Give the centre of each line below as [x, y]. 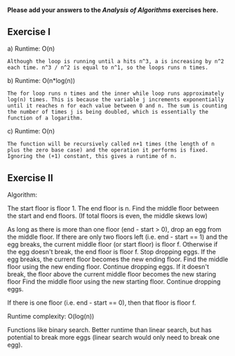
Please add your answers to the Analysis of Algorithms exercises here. [113, 10]
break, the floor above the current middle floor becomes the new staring [112, 275]
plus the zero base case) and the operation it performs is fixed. [108, 150]
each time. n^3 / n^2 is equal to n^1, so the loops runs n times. [108, 68]
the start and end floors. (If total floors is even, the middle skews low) [108, 216]
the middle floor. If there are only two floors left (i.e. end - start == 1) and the [117, 237]
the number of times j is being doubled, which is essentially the [108, 112]
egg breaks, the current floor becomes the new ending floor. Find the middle [118, 259]
